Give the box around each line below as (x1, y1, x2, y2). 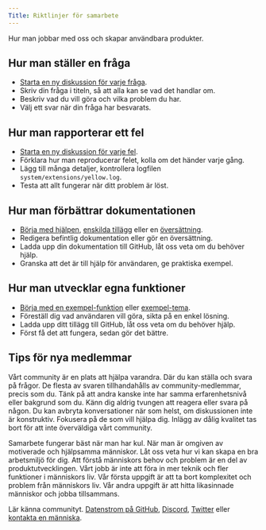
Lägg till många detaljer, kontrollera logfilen (19, 164, 161, 173)
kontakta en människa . (8, 513, 83, 522)
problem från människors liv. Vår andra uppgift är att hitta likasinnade (8, 480, 234, 489)
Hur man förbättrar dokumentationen (8, 203, 196, 217)
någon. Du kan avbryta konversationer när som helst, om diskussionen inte (8, 406, 253, 416)
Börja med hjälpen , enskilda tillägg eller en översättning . (19, 225, 204, 234)
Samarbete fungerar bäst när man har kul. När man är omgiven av (8, 438, 224, 447)
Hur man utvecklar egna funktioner (8, 281, 186, 295)
